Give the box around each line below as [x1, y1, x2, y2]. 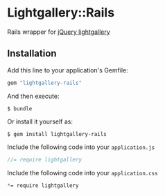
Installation [7, 48, 57, 59]
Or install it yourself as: [7, 117, 73, 126]
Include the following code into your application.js [7, 143, 155, 151]
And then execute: [7, 92, 60, 100]
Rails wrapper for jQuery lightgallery [7, 28, 111, 36]
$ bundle [7, 105, 33, 112]
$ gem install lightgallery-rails [7, 130, 107, 137]
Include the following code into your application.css [7, 168, 158, 177]
